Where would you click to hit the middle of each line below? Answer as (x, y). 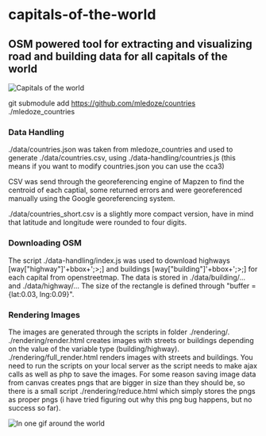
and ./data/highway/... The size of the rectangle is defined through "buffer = (132, 286)
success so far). (35, 407)
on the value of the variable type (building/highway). (94, 349)
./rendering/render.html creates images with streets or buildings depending (131, 340)
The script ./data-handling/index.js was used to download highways (119, 260)
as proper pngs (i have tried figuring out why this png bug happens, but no (130, 399)
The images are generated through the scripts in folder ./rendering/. (119, 332)
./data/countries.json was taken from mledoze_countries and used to (121, 149)
